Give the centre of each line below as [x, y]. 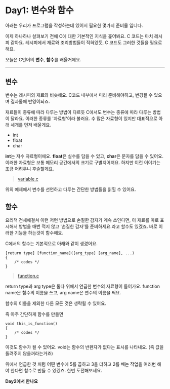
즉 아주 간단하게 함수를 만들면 [34, 314]
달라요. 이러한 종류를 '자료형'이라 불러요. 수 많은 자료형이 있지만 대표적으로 [84, 118]
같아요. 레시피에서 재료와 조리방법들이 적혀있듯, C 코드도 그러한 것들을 [80, 42]
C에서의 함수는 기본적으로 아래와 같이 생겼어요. [51, 243]
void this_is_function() [31, 324]
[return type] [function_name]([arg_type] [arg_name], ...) [70, 253]
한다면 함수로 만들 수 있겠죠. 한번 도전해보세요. [56, 370]
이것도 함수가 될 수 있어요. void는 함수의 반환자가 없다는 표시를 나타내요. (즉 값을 [84, 347]
